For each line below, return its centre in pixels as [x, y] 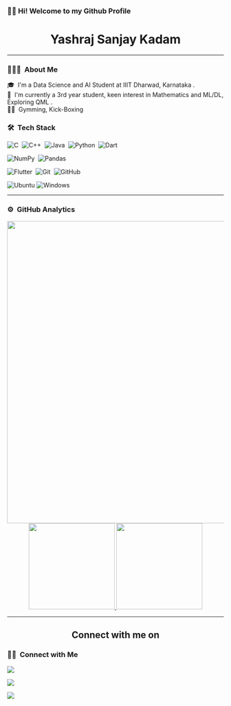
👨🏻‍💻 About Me [33, 70]
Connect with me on [115, 635]
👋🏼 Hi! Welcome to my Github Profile [69, 11]
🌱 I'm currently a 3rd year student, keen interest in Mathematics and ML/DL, [115, 95]
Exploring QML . [30, 102]
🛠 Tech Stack [32, 128]
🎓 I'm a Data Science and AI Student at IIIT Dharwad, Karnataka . [101, 85]
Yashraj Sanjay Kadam [115, 40]
